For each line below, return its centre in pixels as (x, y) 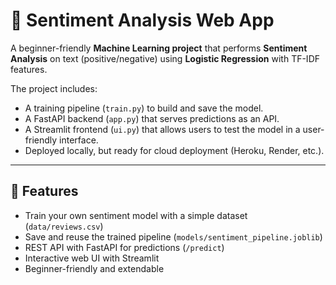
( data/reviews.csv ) (64, 226)
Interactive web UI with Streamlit (92, 258)
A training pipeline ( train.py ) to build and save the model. (144, 108)
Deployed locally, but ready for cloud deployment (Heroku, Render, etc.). (174, 150)
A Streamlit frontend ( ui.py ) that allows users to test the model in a (162, 129)
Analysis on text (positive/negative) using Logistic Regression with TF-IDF (165, 58)
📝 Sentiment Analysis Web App (142, 20)
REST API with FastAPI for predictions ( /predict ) (124, 247)
